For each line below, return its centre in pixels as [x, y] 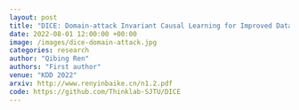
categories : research [49, 51]
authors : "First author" [55, 67]
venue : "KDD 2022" [43, 75]
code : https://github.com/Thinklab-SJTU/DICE [95, 91]
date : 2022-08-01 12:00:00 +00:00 [73, 34]
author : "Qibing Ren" [49, 59]
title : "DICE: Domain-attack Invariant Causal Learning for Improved [141, 26]
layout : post [33, 17]
